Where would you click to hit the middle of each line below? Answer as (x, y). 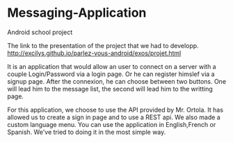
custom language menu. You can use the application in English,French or (112, 124)
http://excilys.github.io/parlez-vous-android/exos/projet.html (94, 53)
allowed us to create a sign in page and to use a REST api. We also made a (114, 117)
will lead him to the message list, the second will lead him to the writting (110, 89)
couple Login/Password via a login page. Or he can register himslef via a (111, 74)
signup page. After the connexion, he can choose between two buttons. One (117, 81)
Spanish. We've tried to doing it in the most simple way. (87, 132)
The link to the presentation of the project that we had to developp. (103, 45)
